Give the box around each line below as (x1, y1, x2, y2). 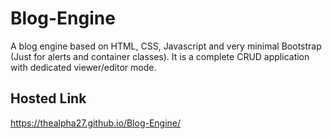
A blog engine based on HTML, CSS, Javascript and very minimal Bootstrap (10, 40, 322, 52)
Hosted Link (10, 90, 87, 107)
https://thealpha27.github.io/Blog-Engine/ (10, 117, 182, 129)
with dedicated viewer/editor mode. (10, 61, 157, 73)
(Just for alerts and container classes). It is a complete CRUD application (10, 50, 310, 62)
